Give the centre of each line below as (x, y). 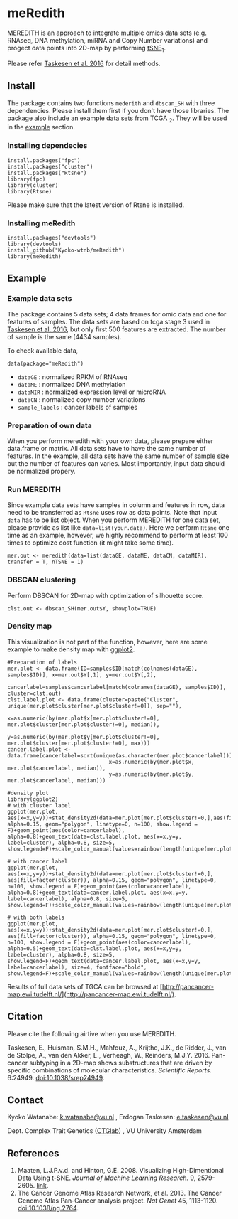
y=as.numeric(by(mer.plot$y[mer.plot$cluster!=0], (84, 737)
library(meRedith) (34, 256)
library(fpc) (27, 179)
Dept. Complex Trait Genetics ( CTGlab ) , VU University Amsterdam (104, 1131)
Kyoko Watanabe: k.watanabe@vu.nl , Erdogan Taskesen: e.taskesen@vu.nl (118, 1117)
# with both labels (36, 917)
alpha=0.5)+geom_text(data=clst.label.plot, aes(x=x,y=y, (95, 948)
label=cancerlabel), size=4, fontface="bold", (77, 967)
